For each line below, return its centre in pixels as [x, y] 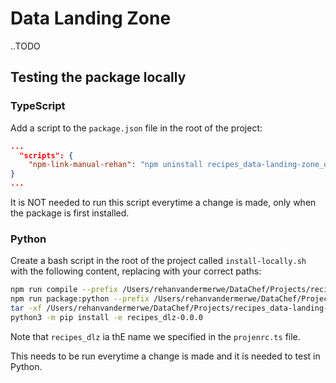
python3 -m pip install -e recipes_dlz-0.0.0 [106, 317]
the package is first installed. [70, 213]
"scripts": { [46, 155]
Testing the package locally [98, 77]
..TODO [25, 46]
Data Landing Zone [91, 18]
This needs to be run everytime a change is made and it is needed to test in [165, 356]
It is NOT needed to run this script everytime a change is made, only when [163, 202]
